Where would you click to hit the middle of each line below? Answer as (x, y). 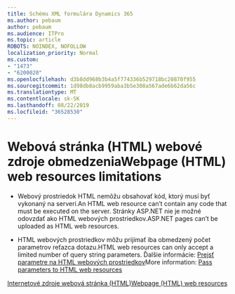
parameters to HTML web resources (70, 269)
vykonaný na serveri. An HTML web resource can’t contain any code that (122, 203)
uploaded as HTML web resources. (68, 226)
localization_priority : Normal (53, 53)
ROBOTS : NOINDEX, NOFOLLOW (47, 46)
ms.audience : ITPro (36, 33)
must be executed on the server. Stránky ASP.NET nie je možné (109, 211)
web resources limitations (85, 176)
